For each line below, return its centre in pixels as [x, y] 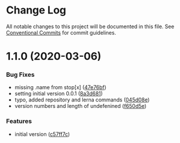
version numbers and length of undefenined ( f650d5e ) [80, 106]
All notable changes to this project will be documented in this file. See [90, 26]
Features [19, 121]
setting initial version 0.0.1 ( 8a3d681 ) [59, 94]
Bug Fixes [21, 75]
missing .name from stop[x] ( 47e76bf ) [60, 87]
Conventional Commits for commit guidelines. [61, 32]
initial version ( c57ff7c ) [42, 134]
